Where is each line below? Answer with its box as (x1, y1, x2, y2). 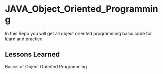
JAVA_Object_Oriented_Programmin (5, 3, 158, 15)
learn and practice (5, 36, 43, 42)
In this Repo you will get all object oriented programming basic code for (5, 30, 152, 36)
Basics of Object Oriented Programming (5, 63, 87, 69)
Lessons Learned (5, 50, 60, 59)
